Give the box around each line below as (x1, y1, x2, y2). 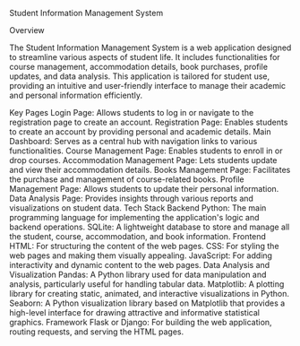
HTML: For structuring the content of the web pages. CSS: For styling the (9, 241, 279, 251)
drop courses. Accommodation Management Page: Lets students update (9, 155, 278, 165)
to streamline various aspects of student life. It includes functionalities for (9, 52, 280, 62)
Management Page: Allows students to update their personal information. (9, 184, 279, 194)
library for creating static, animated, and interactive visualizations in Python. (9, 289, 289, 298)
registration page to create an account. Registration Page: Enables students (9, 117, 288, 127)
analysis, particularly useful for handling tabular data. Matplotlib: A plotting (9, 279, 285, 290)
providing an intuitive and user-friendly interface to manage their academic (9, 81, 287, 91)
